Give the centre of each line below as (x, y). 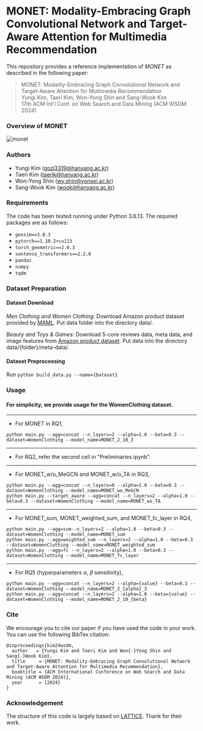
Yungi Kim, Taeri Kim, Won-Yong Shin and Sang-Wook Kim (94, 97)
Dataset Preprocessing (36, 361)
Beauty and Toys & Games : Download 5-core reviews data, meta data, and (99, 334)
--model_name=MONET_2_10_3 (100, 440)
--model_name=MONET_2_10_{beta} (106, 600)
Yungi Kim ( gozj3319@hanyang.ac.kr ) (62, 168)
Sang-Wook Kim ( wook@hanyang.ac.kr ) (65, 187)
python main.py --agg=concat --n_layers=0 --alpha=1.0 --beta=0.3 (92, 486)
